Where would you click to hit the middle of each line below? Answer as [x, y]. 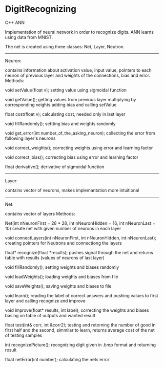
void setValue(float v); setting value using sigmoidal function [66, 90]
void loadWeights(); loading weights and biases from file [62, 277]
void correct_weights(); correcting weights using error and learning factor [79, 148]
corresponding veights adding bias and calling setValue [61, 105]
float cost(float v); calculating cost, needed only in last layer [65, 114]
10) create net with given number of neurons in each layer [63, 228]
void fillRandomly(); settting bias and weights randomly [60, 124]
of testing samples [24, 335]
